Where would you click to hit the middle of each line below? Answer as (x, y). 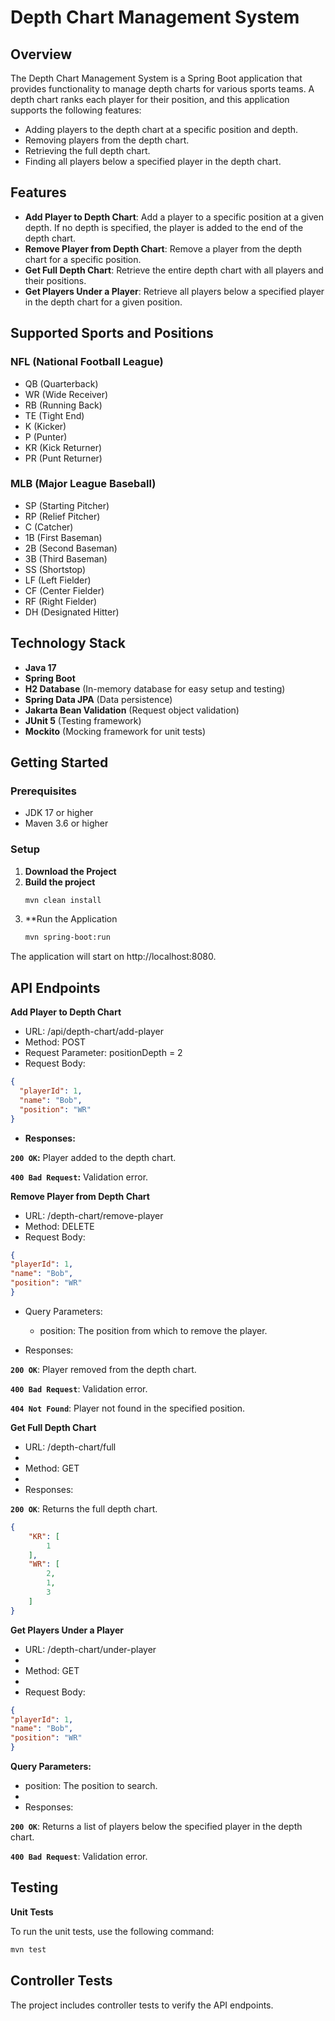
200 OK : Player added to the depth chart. (93, 1157)
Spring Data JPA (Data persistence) (98, 699)
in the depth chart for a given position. (103, 302)
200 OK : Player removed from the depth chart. (103, 1369)
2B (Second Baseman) (71, 548)
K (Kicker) (45, 426)
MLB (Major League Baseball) (83, 484)
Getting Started (59, 762)
